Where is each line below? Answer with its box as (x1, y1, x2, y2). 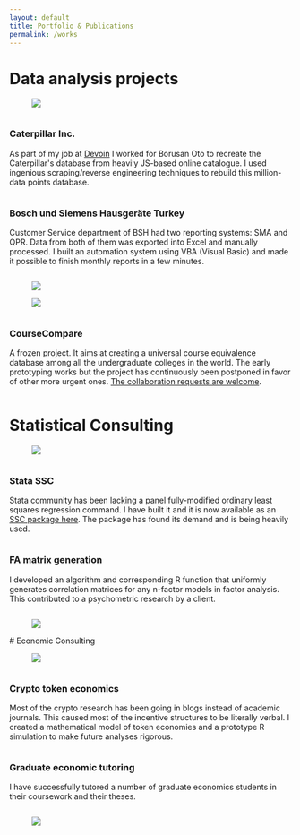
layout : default (9, 13, 70, 22)
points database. (27, 176, 90, 187)
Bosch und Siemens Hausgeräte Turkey (9, 207, 185, 220)
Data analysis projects (9, 68, 179, 89)
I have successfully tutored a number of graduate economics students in (9, 781, 278, 793)
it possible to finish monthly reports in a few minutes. (9, 255, 204, 266)
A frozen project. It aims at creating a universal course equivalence (9, 348, 257, 358)
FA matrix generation (9, 554, 103, 566)
